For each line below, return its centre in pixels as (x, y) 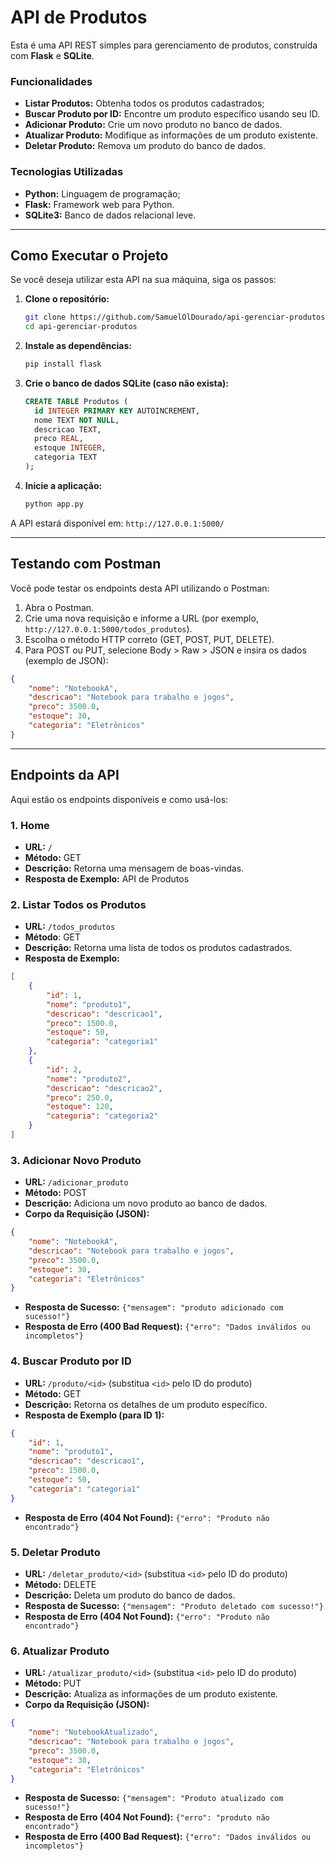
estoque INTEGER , (70, 448)
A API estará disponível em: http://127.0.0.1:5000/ (117, 523)
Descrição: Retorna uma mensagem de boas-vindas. (134, 868)
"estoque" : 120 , (80, 1107)
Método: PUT (53, 1683)
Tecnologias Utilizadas (67, 172)
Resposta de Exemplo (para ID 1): (94, 1415)
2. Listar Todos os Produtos (78, 904)
